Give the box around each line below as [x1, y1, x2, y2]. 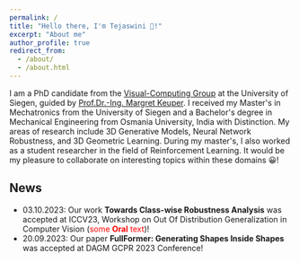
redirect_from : [9, 47, 66, 56]
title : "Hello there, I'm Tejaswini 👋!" [9, 22, 163, 31]
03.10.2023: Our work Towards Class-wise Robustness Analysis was [22, 204, 283, 215]
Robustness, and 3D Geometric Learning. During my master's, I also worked [9, 135, 290, 146]
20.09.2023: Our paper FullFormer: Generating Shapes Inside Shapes [22, 232, 285, 243]
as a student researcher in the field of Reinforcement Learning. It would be [9, 144, 286, 155]
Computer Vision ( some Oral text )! [22, 223, 150, 234]
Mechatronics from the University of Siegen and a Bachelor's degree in [9, 107, 273, 118]
